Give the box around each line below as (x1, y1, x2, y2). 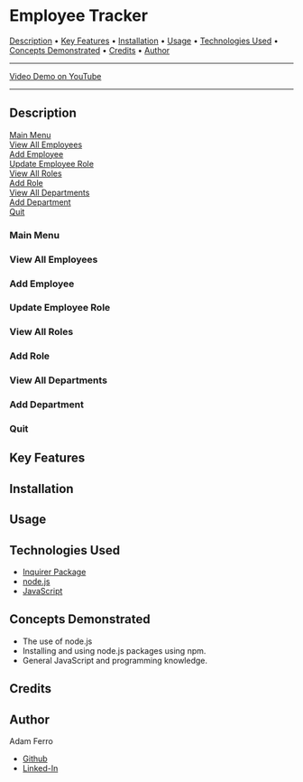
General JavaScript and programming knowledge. (22, 655, 208, 666)
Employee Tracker (9, 5, 149, 26)
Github (22, 753, 48, 764)
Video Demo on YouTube (9, 70, 102, 81)
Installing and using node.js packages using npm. (22, 645, 207, 656)
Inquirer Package (22, 566, 87, 578)
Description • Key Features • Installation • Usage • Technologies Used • (9, 35, 279, 46)
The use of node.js (22, 636, 93, 647)
